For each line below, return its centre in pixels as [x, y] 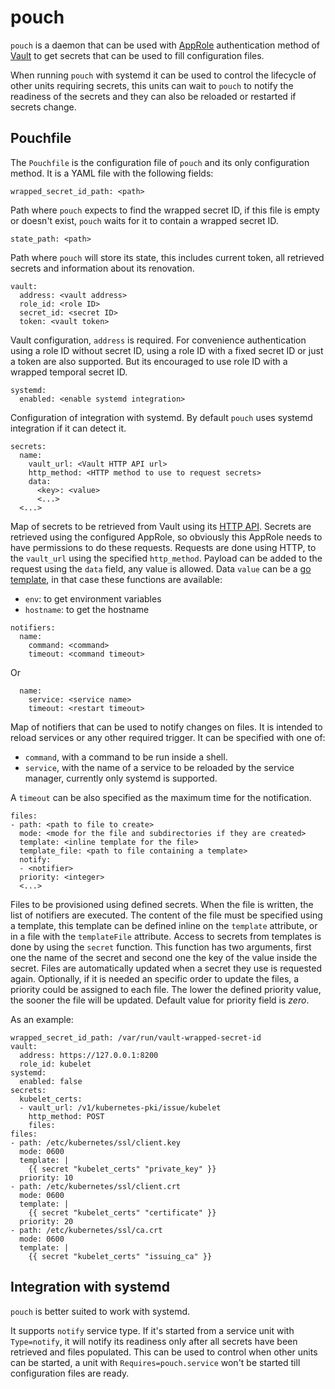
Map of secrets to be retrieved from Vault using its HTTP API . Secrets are [161, 526]
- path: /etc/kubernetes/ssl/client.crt [96, 1186]
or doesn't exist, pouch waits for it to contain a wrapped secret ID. [144, 220]
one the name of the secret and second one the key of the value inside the [164, 957]
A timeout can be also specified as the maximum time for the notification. [161, 797]
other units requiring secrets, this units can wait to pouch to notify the [152, 85]
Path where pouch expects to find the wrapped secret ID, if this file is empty [165, 210]
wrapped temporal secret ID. [69, 372]
